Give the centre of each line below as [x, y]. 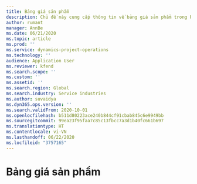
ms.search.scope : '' [31, 72]
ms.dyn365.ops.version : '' [39, 104]
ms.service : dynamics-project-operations [57, 50]
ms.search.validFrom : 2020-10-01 [47, 110]
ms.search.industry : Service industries [56, 93]
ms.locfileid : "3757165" [36, 143]
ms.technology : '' [28, 55]
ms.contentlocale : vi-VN [36, 132]
